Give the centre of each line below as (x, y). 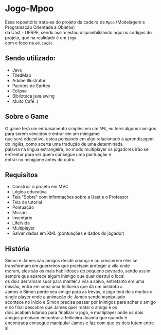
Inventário (22, 218)
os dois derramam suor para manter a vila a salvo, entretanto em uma (75, 281)
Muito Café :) (25, 101)
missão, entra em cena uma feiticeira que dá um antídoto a (64, 287)
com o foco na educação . (29, 43)
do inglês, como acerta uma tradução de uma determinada (64, 144)
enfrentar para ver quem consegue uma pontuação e (58, 154)
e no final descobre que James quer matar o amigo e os (61, 307)
